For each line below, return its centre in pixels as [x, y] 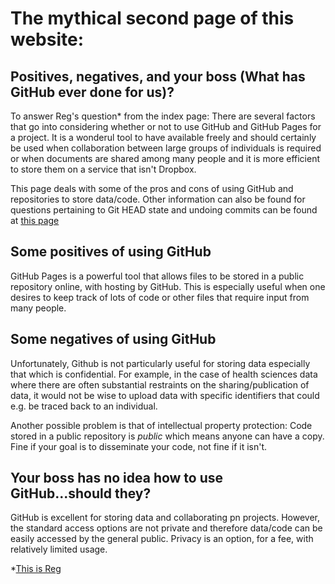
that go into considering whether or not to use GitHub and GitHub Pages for [166, 126]
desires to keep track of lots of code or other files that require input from [160, 297]
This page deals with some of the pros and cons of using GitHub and [152, 188]
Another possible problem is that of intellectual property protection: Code [161, 425]
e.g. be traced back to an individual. [84, 406]
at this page [35, 220]
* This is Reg [36, 569]
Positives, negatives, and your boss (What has [158, 76]
